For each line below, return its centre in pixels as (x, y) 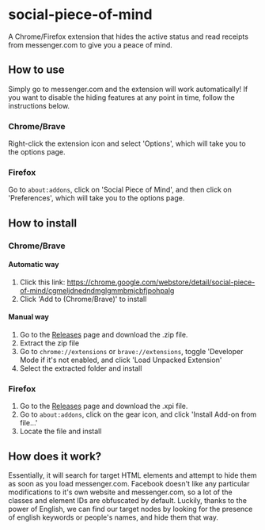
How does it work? (55, 456)
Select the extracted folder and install (81, 368)
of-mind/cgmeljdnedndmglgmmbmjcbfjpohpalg (97, 290)
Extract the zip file (49, 343)
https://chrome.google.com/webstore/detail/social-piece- (161, 282)
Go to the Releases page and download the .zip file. (104, 335)
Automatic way (34, 265)
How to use (36, 70)
